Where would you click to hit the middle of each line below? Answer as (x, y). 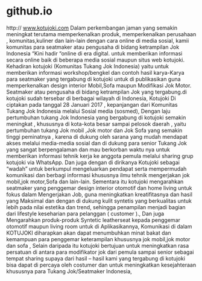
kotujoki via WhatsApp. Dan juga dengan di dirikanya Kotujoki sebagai (93, 162)
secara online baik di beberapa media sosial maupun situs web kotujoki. (96, 60)
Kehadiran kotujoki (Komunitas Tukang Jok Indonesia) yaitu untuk (87, 66)
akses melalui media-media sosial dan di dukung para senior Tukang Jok (97, 143)
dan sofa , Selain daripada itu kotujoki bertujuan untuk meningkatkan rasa (97, 245)
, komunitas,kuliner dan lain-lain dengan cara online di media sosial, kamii (98, 40)
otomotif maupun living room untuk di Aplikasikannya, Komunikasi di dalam (99, 226)
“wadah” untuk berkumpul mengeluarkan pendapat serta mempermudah (96, 169)
